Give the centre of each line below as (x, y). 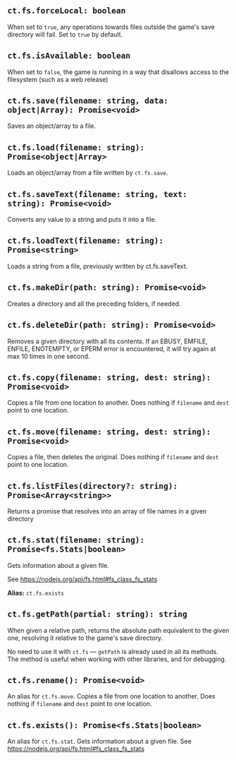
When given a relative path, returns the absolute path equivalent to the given (118, 630)
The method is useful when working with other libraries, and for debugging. (117, 659)
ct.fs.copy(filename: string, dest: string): (109, 377)
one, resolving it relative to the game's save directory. (85, 638)
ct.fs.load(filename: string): (76, 147)
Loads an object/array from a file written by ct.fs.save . (88, 173)
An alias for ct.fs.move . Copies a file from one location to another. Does (112, 696)
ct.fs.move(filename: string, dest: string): (109, 432)
